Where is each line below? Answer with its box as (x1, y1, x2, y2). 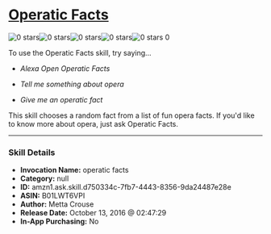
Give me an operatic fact (19, 94, 103, 104)
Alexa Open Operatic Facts (19, 63, 110, 73)
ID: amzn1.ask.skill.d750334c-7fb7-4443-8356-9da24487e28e (19, 182, 231, 192)
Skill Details (8, 147, 56, 158)
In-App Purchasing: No (19, 216, 99, 227)
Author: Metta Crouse (19, 199, 94, 209)
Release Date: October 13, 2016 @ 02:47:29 (19, 208, 167, 218)
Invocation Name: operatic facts (19, 165, 129, 175)
